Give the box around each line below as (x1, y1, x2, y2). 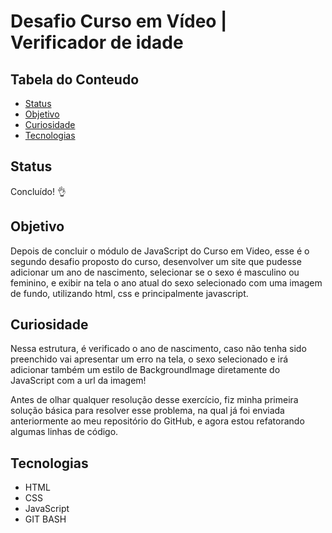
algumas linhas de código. (10, 426, 119, 438)
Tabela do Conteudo (10, 71, 140, 88)
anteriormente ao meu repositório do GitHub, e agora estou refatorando (10, 415, 305, 427)
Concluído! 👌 (10, 185, 67, 197)
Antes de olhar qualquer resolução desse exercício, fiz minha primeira (10, 394, 299, 406)
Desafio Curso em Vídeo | (10, 10, 228, 33)
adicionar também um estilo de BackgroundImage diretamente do (10, 364, 281, 376)
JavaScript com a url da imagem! (10, 375, 147, 387)
